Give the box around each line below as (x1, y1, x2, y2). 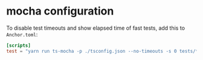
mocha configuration (6, 4, 114, 18)
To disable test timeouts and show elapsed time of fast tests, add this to (6, 24, 185, 32)
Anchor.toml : (6, 30, 38, 38)
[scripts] (6, 42, 31, 48)
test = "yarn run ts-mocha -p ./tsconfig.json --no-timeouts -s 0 (6, 48, 177, 54)
